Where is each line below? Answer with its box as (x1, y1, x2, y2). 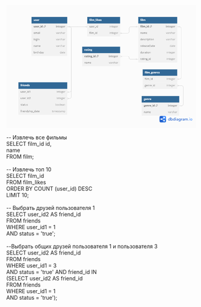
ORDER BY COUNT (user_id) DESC (6, 185, 93, 192)
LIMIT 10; (6, 192, 29, 199)
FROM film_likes (6, 179, 46, 186)
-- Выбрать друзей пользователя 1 (6, 204, 95, 212)
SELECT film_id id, (6, 141, 52, 148)
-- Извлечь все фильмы (6, 134, 67, 141)
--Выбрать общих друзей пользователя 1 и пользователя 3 (6, 243, 158, 250)
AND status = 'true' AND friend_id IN (6, 268, 97, 276)
